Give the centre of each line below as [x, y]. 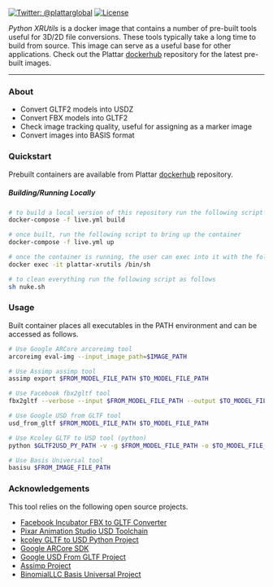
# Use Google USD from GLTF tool [65, 416]
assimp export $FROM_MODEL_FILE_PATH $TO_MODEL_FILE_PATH [108, 379]
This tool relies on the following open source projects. [98, 506]
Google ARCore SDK [54, 548]
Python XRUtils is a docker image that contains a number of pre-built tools [133, 28]
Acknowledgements [49, 488]
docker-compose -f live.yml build [67, 220]
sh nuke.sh [27, 287]
